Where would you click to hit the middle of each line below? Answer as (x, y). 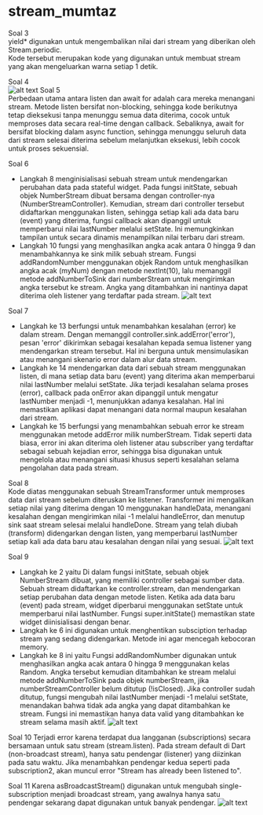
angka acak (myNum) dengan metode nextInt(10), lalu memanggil (125, 270)
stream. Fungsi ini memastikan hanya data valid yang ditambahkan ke (132, 714)
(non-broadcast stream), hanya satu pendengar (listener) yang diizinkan (125, 754)
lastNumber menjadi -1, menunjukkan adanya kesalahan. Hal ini (122, 401)
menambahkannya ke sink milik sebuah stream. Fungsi (108, 254)
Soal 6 (18, 163)
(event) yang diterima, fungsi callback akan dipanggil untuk (115, 220)
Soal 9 (18, 557)
